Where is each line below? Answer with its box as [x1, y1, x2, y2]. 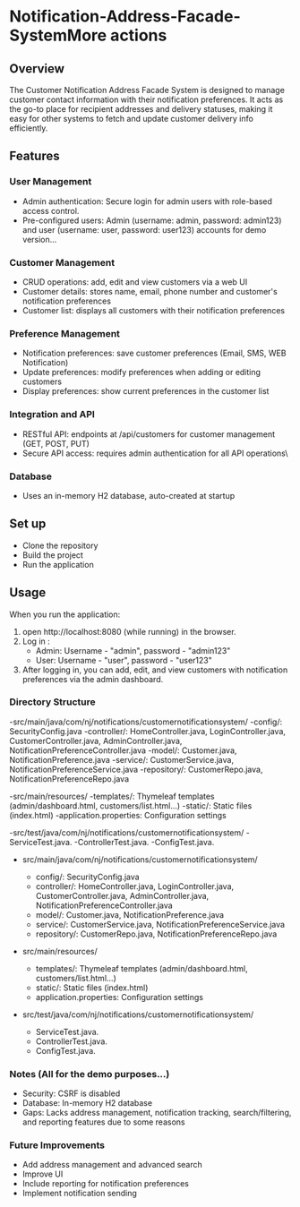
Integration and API [9, 408, 96, 421]
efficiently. [9, 123, 48, 133]
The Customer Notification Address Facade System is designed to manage [9, 85, 285, 95]
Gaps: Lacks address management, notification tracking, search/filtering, [21, 1108, 292, 1118]
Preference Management [9, 327, 121, 339]
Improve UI [21, 1168, 64, 1179]
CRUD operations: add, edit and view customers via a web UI [21, 276, 248, 287]
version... [21, 234, 57, 244]
